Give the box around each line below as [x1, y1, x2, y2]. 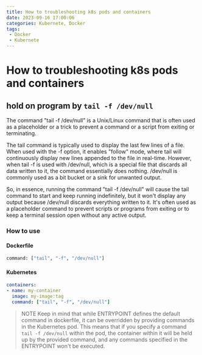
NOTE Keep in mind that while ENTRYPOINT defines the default [21, 310, 181, 317]
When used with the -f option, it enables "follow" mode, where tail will [6, 148, 181, 155]
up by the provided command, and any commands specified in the [21, 336, 188, 343]
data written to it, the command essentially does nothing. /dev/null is [6, 167, 178, 174]
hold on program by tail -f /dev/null [6, 100, 153, 111]
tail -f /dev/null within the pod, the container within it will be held [21, 329, 193, 337]
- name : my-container [6, 287, 61, 294]
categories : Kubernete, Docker [6, 20, 86, 26]
